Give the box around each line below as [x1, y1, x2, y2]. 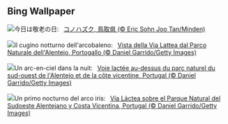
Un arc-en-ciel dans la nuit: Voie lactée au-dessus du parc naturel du [14, 64, 216, 72]
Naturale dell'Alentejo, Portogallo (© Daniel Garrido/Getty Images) [7, 48, 197, 56]
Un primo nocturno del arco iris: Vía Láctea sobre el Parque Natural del [14, 94, 221, 103]
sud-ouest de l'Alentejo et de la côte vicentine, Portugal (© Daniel [7, 71, 197, 79]
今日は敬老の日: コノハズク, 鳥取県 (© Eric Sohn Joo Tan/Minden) [14, 24, 206, 33]
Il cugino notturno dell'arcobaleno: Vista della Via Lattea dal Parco [14, 41, 207, 49]
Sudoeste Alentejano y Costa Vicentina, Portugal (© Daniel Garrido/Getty [7, 101, 218, 109]
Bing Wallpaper [7, 6, 75, 17]
